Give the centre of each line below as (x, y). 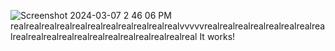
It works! (217, 36)
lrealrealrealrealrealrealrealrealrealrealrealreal (104, 36)
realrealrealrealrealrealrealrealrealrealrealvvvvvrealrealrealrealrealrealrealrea (168, 26)
